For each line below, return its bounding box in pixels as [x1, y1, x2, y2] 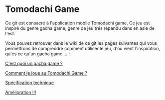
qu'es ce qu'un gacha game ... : [5, 51, 70, 57]
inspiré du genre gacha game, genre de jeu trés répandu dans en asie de [5, 25, 155, 31]
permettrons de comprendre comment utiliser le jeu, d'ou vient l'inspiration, [5, 45, 161, 51]
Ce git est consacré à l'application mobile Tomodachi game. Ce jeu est [5, 20, 150, 26]
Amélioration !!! [5, 89, 36, 95]
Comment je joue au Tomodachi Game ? [5, 70, 87, 76]
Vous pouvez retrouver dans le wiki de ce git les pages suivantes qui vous [5, 40, 157, 46]
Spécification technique [5, 80, 54, 86]
